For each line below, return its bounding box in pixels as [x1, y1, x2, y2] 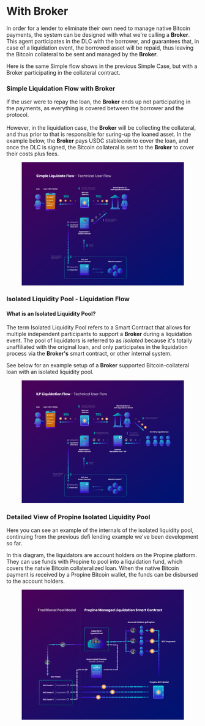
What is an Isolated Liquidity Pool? [6, 310, 96, 318]
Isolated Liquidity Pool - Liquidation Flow [6, 295, 130, 304]
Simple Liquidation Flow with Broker [6, 84, 116, 92]
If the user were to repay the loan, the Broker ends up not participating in [6, 98, 191, 105]
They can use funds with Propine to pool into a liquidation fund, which [6, 558, 183, 566]
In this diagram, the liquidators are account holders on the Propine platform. [6, 552, 198, 559]
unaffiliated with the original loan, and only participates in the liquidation [6, 343, 188, 350]
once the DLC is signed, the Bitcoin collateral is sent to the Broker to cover [6, 144, 195, 151]
